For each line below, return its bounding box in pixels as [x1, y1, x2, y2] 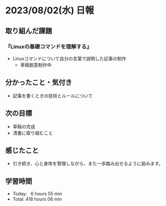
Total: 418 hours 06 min [12, 196, 62, 202]
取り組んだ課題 [5, 26, 52, 35]
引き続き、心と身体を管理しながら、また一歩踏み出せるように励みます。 [12, 161, 163, 167]
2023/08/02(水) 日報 [5, 5, 94, 16]
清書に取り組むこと [12, 130, 53, 136]
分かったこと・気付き [5, 78, 72, 87]
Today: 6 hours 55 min [12, 191, 62, 197]
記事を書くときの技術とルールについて [12, 93, 93, 99]
